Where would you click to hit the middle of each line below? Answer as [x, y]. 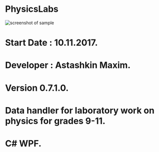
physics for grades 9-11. [55, 121]
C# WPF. [23, 143]
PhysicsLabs [32, 9]
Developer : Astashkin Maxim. [68, 65]
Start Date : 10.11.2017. [51, 43]
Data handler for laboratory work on [80, 110]
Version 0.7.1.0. [37, 88]
